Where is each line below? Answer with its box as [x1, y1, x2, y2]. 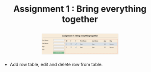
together [62, 14, 98, 25]
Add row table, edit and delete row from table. [9, 61, 103, 67]
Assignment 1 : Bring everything [13, 3, 147, 15]
